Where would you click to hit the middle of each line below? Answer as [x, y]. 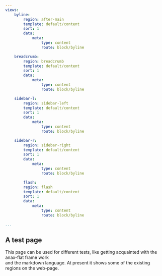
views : [12, 10]
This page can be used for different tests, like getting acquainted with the [81, 252]
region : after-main [44, 19]
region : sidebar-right [47, 145]
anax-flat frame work [27, 257]
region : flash [38, 187]
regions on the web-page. [32, 268]
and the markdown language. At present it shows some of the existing [78, 263]
